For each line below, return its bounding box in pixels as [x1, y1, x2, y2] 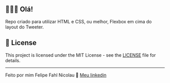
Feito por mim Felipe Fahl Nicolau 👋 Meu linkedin [5, 72, 107, 78]
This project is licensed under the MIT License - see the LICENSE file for [5, 52, 156, 58]
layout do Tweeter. [5, 24, 44, 30]
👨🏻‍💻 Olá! [5, 5, 33, 14]
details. [5, 57, 21, 63]
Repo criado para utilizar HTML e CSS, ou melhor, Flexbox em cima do [5, 18, 152, 24]
